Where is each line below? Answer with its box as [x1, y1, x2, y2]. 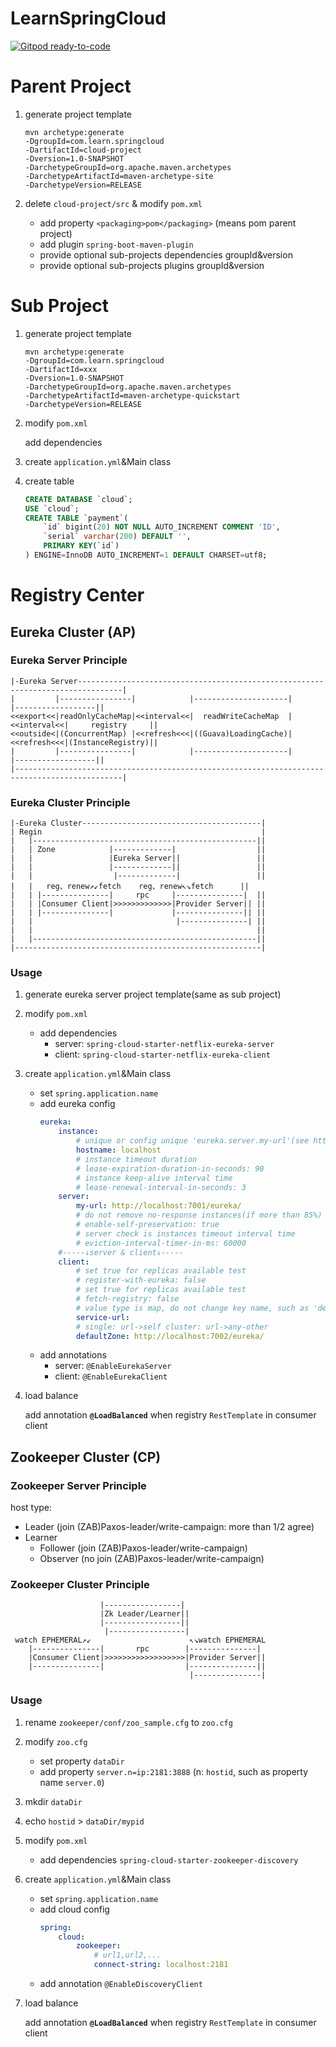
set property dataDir [39, 1755, 125, 1767]
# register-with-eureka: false [75, 1275, 207, 1286]
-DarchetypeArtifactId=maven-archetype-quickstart [24, 390, 241, 401]
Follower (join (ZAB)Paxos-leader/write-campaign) [39, 1542, 248, 1554]
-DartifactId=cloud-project [24, 145, 142, 155]
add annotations [39, 1349, 107, 1361]
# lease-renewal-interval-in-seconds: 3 [75, 1182, 247, 1192]
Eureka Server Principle [10, 653, 128, 667]
